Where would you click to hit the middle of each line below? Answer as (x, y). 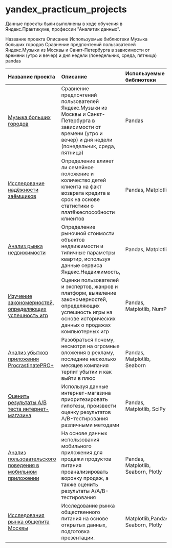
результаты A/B (27, 402)
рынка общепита (29, 521)
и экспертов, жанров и (90, 287)
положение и (77, 174)
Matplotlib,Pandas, (148, 518)
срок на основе (80, 199)
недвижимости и (82, 246)
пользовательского (32, 459)
